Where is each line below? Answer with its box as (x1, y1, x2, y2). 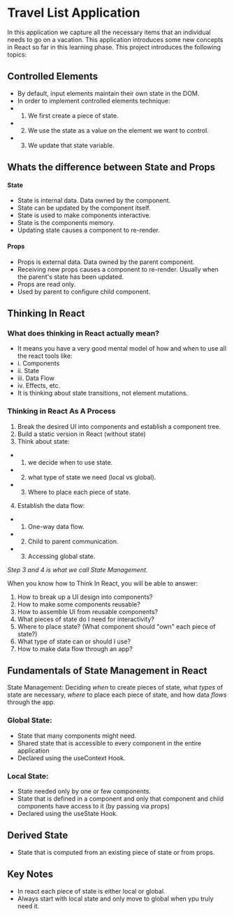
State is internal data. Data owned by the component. (17, 196, 171, 205)
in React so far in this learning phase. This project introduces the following (7, 43, 221, 51)
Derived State (7, 829, 68, 841)
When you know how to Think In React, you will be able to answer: (7, 579, 198, 588)
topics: (7, 50, 27, 59)
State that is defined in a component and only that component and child (17, 794, 224, 803)
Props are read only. (17, 279, 76, 288)
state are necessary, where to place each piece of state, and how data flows (7, 690, 227, 699)
